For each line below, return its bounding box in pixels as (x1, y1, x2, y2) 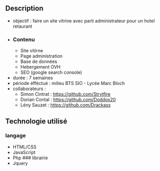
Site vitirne (20, 48, 43, 54)
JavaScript (12, 149, 36, 155)
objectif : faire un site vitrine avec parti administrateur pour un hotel (12, 17, 155, 24)
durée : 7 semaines (12, 75, 53, 81)
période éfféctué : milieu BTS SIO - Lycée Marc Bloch (12, 80, 125, 87)
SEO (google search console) (20, 69, 82, 76)
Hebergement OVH (20, 64, 61, 70)
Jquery (12, 160, 28, 166)
